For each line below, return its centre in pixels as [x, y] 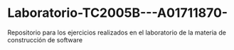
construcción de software [45, 39]
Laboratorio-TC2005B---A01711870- [118, 13]
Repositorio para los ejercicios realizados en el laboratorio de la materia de [117, 32]
